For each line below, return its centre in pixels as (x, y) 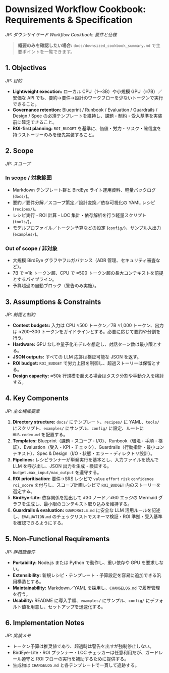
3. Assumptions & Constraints (53, 302)
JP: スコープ (18, 164)
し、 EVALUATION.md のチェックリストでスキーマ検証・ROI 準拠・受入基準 (88, 516)
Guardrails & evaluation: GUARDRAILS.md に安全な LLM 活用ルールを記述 (86, 510)
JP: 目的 (14, 81)
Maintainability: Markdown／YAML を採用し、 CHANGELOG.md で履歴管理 (86, 588)
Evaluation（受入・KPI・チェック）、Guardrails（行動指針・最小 (89, 447)
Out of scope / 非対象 (32, 248)
